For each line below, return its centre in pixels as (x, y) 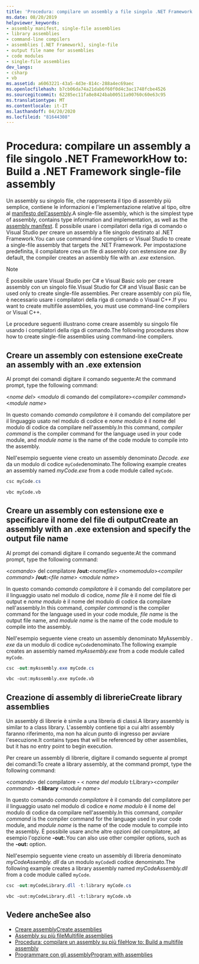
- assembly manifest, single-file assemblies (63, 28)
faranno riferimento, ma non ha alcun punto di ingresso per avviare (88, 734)
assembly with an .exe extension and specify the (99, 530)
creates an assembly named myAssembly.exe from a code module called (95, 651)
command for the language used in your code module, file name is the (92, 614)
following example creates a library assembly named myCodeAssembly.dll (97, 868)
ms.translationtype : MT (36, 100)
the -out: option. (26, 844)
